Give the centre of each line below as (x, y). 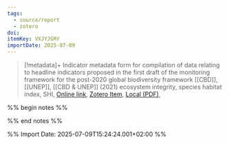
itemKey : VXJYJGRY (33, 39)
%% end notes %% (35, 121)
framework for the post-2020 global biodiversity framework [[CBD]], (121, 79)
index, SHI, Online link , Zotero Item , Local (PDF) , (92, 94)
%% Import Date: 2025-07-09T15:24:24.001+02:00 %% (87, 134)
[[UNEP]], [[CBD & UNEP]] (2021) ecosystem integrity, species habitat (123, 87)
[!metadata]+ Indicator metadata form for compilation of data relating (122, 65)
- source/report (36, 20)
